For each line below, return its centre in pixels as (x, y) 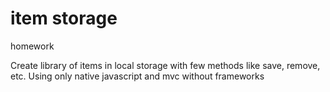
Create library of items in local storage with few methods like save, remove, (165, 65)
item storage (64, 18)
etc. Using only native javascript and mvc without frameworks (137, 76)
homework (32, 46)
